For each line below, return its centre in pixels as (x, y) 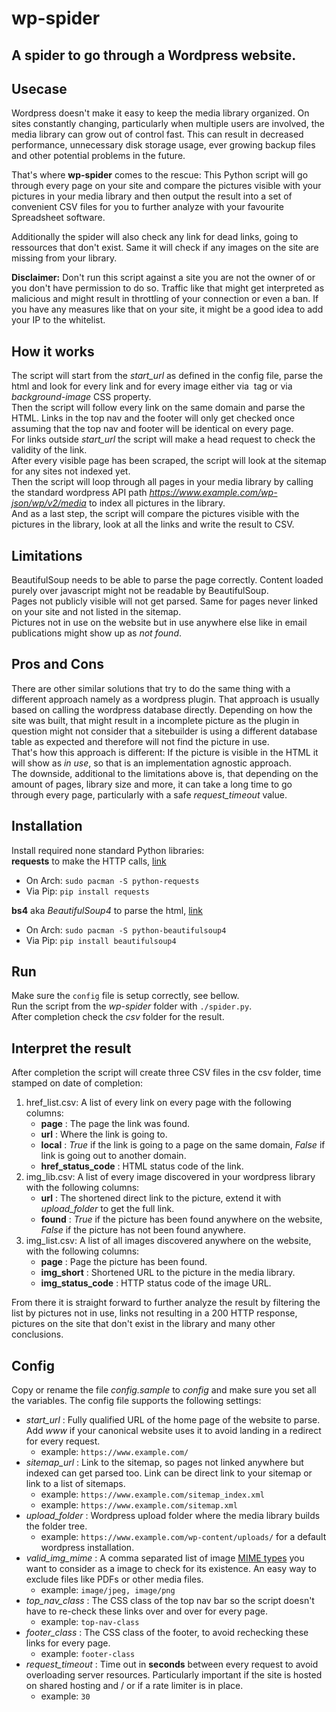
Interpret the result (71, 1048)
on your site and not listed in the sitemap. (96, 612)
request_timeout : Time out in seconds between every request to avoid (172, 1664)
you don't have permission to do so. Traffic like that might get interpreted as (168, 288)
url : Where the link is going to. (104, 1134)
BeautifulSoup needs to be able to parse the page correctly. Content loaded (167, 580)
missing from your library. (64, 258)
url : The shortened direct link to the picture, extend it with (161, 1198)
